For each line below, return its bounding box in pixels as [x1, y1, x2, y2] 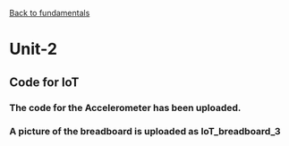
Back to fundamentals [9, 8, 90, 18]
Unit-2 [9, 39, 58, 59]
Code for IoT [9, 74, 80, 90]
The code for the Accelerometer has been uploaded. [9, 101, 242, 114]
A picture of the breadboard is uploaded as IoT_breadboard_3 [9, 125, 281, 138]
